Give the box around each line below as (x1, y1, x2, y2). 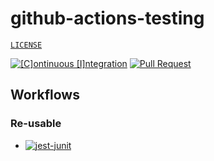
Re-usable (10, 117, 62, 131)
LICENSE (10, 40, 43, 50)
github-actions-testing (10, 7, 205, 30)
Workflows (10, 87, 80, 104)
